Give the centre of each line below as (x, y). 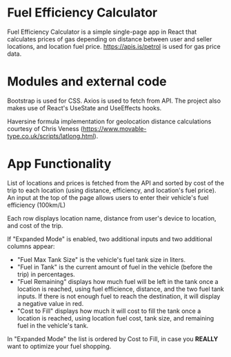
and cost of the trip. (35, 225)
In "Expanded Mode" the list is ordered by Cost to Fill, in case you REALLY (113, 338)
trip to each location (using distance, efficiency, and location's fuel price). (112, 190)
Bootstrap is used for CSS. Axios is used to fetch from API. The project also (114, 101)
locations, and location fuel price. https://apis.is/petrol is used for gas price (114, 46)
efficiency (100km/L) (37, 205)
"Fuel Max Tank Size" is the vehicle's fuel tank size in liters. (101, 259)
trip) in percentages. (46, 274)
